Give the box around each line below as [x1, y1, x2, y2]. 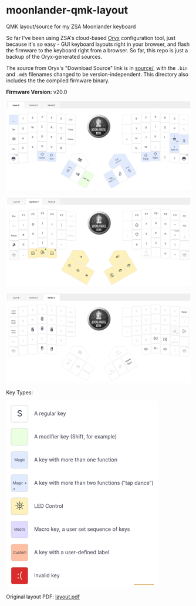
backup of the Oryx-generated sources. [6, 53, 103, 60]
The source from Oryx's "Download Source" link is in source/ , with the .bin [6, 64, 188, 71]
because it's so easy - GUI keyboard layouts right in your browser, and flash [6, 41, 190, 48]
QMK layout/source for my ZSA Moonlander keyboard [6, 23, 136, 30]
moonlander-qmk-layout [6, 4, 128, 17]
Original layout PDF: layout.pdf [6, 593, 80, 600]
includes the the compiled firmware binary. [6, 77, 110, 84]
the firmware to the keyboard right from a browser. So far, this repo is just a [6, 46, 188, 53]
